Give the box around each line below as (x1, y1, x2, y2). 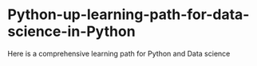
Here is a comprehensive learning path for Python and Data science (7, 49, 231, 58)
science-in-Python (7, 22, 136, 41)
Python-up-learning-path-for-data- (7, 6, 250, 24)
